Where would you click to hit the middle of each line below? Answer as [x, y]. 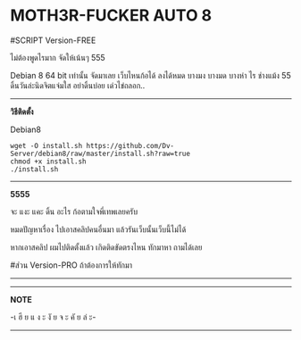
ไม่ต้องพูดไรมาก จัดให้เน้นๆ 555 [58, 57]
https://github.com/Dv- [130, 145]
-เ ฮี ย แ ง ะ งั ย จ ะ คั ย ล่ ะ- [53, 317]
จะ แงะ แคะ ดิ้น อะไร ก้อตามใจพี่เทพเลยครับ [74, 211]
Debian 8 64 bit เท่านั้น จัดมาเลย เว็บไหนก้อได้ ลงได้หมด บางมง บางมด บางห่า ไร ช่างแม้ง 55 [150, 75]
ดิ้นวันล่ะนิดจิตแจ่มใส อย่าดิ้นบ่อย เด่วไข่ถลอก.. [78, 85]
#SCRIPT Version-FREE [53, 40]
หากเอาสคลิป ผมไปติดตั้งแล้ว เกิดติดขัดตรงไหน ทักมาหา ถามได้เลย [106, 247]
